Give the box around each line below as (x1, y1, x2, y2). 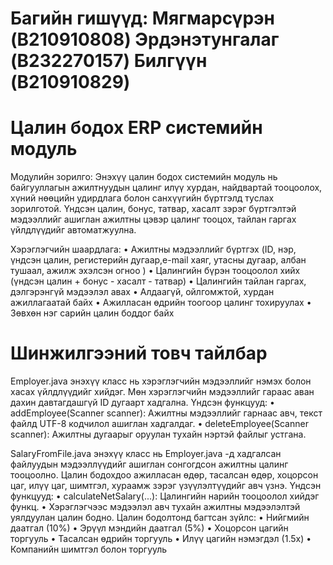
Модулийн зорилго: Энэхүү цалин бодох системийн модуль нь (10, 171, 278, 183)
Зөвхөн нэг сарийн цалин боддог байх (10, 307, 175, 319)
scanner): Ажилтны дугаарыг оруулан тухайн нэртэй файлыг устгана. (10, 428, 307, 441)
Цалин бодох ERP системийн (10, 117, 263, 139)
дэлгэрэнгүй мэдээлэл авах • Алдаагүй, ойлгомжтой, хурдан (10, 286, 275, 298)
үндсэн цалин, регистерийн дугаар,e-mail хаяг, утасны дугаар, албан (10, 254, 307, 266)
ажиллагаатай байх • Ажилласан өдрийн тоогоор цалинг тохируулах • (10, 297, 312, 309)
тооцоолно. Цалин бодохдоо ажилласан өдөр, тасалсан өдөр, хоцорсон (10, 469, 319, 481)
